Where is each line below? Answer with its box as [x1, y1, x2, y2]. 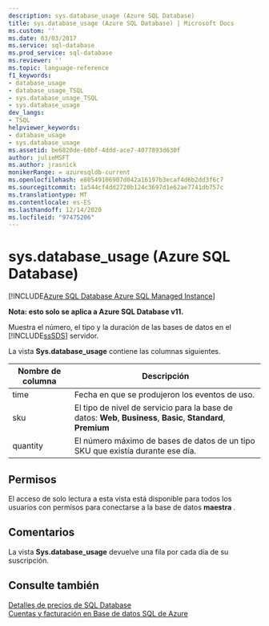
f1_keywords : [8, 71, 52, 79]
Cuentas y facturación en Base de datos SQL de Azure [8, 608, 188, 618]
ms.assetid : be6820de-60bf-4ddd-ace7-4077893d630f [8, 146, 181, 154]
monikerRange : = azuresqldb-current [8, 169, 130, 177]
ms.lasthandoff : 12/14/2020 [8, 205, 102, 213]
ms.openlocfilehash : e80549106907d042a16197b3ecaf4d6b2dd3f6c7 [8, 176, 224, 185]
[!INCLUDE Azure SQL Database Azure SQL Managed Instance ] [8, 291, 215, 301]
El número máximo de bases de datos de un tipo [74, 435, 255, 446]
